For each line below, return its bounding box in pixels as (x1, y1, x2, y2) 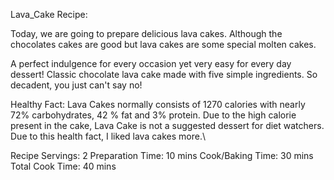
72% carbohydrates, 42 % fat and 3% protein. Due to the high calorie (10, 109, 297, 121)
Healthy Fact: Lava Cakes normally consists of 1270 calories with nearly (10, 99, 306, 110)
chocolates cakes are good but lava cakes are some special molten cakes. (10, 39, 317, 50)
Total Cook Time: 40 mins (10, 160, 117, 172)
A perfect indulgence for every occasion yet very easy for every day (10, 58, 292, 69)
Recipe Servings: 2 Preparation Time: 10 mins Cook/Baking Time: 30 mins (10, 150, 314, 161)
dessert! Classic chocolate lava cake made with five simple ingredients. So (10, 69, 318, 80)
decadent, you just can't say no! (10, 79, 143, 91)
